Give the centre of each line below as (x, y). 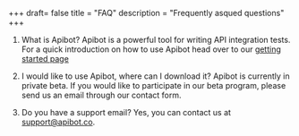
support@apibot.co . (58, 122)
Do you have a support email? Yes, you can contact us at (126, 112)
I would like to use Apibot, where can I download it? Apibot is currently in (155, 76)
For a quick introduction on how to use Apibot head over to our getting (151, 49)
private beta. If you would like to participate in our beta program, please (154, 85)
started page (45, 59)
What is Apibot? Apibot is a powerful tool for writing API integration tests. (156, 40)
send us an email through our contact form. (101, 95)
